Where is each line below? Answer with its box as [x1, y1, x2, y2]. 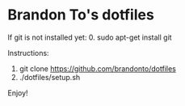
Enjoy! [7, 87, 29, 98]
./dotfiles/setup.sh [19, 72, 81, 82]
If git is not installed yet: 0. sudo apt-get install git [7, 32, 172, 42]
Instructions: [7, 48, 49, 57]
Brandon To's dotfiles [7, 6, 154, 24]
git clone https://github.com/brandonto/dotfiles [19, 63, 177, 74]
